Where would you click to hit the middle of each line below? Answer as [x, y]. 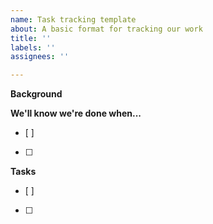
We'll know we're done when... [76, 113]
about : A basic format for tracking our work [106, 29]
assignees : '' [40, 57]
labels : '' [33, 47]
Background [36, 94]
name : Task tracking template [73, 19]
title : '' [31, 38]
